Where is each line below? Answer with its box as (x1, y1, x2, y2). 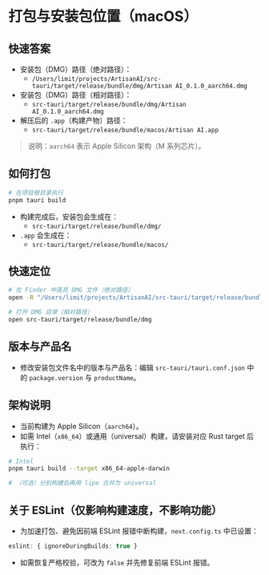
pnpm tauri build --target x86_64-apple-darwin (8, 464, 171, 473)
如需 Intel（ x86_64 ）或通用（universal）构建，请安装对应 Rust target (19, 431, 246, 441)
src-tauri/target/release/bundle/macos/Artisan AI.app (31, 126, 219, 134)
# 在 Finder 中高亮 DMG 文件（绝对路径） (8, 286, 134, 294)
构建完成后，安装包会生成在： (19, 212, 118, 221)
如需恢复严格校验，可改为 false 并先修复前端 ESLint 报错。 (19, 557, 215, 567)
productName (94, 374, 134, 382)
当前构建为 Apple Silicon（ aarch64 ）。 (19, 421, 143, 431)
